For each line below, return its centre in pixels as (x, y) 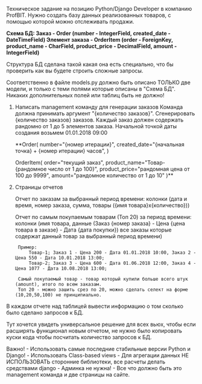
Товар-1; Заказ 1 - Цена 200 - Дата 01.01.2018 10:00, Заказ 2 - (112, 253)
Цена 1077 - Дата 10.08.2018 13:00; (61, 268)
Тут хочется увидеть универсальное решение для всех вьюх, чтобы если (101, 324)
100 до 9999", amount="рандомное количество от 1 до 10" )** (94, 175)
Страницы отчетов (39, 187)
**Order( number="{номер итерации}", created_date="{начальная (100, 144)
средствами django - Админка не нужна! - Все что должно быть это (94, 368)
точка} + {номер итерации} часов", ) (62, 151)
